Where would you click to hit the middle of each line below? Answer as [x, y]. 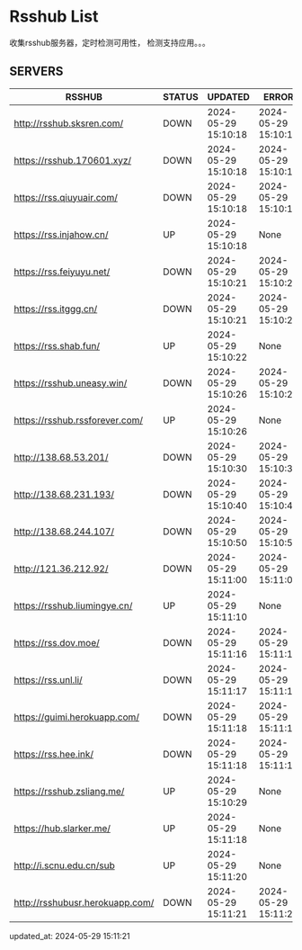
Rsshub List [54, 17]
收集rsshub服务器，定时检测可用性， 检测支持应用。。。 [110, 42]
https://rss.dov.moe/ [57, 642]
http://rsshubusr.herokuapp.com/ [84, 902]
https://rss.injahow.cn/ [61, 234]
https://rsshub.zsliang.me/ [69, 791]
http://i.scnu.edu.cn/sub [64, 865]
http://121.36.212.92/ [61, 569]
